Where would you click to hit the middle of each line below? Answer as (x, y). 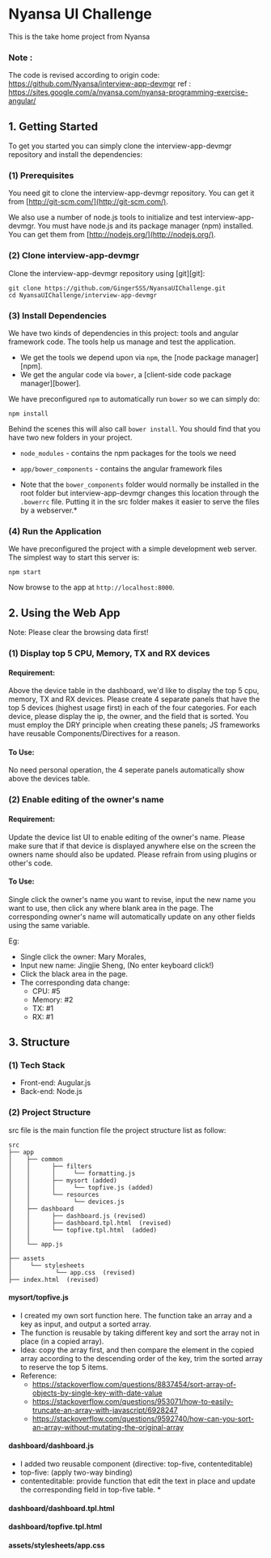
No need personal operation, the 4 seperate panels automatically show (127, 770)
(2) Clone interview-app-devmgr (74, 256)
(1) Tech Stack (37, 1066)
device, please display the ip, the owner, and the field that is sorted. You (129, 717)
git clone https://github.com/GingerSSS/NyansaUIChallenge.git (117, 288)
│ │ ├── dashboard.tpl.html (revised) (90, 1223)
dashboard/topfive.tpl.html (55, 1526)
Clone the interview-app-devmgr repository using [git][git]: (107, 273)
